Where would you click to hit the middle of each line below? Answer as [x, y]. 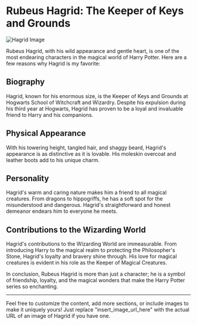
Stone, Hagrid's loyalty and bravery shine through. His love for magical [91, 256]
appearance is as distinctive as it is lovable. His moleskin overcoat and [91, 153]
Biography [26, 82]
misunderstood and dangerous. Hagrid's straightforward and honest [89, 205]
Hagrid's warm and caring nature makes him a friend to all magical [86, 193]
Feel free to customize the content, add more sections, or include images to [97, 303]
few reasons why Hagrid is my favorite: [53, 63]
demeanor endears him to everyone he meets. [62, 211]
